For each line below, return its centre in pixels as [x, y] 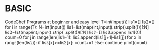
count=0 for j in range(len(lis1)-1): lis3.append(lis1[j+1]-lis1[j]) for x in [73, 37]
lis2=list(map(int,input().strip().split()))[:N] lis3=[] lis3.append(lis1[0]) [73, 32]
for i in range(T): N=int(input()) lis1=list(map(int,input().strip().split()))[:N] [77, 27]
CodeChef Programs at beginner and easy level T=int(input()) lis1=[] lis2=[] [80, 22]
